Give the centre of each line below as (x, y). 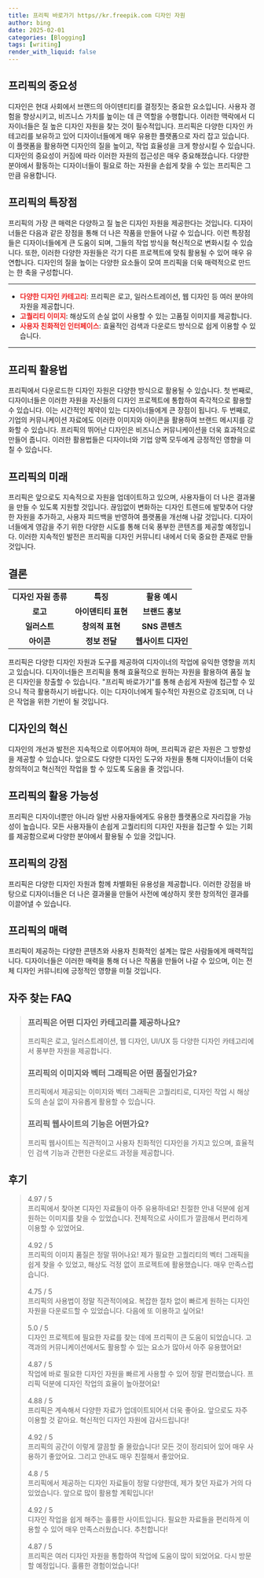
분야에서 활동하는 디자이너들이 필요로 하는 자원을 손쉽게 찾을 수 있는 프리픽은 (126, 165)
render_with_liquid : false (52, 52)
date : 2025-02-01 (37, 30)
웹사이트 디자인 (161, 641)
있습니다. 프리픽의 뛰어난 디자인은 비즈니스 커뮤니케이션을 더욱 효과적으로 (143, 430)
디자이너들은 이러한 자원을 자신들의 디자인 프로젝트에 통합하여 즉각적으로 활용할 (130, 400)
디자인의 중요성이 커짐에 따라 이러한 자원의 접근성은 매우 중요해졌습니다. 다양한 (129, 155)
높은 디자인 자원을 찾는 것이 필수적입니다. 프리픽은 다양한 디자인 (147, 126)
